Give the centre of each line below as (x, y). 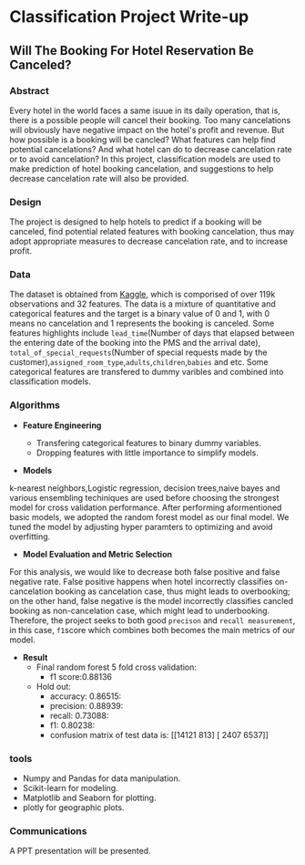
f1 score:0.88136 (81, 676)
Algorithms (35, 405)
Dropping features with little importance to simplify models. (147, 453)
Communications (48, 830)
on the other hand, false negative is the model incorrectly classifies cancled (152, 600)
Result (35, 657)
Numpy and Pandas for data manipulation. (102, 778)
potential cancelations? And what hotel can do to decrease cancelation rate (151, 149)
